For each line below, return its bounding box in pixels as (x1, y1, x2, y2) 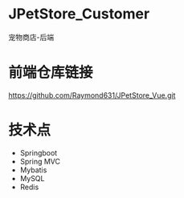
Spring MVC (19, 156, 61, 166)
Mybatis (19, 165, 47, 175)
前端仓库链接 (8, 63, 94, 82)
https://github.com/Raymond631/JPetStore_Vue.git (8, 90, 176, 100)
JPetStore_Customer (8, 5, 150, 23)
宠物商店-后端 (8, 32, 55, 42)
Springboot (19, 147, 58, 157)
